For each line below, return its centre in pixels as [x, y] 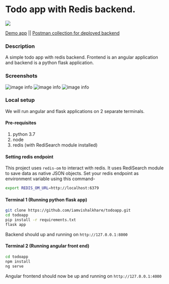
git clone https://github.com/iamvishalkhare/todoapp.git [68, 210]
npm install [18, 261]
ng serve [15, 266]
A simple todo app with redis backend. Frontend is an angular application [82, 58]
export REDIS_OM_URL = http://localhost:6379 [52, 188]
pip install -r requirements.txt [41, 220]
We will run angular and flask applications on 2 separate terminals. [75, 111]
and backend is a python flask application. [50, 63]
